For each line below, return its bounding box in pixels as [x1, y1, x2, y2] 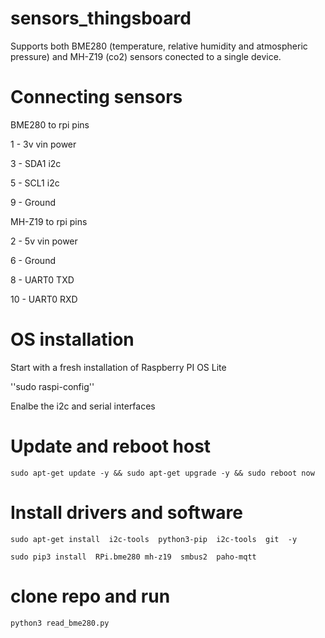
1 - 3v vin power [10, 138, 77, 150]
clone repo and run [10, 585, 171, 607]
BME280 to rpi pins [10, 118, 90, 131]
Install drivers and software [10, 501, 243, 524]
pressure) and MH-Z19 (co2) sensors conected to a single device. [10, 50, 282, 62]
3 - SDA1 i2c [10, 157, 62, 169]
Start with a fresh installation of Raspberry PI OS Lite [10, 361, 227, 373]
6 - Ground [10, 254, 56, 266]
